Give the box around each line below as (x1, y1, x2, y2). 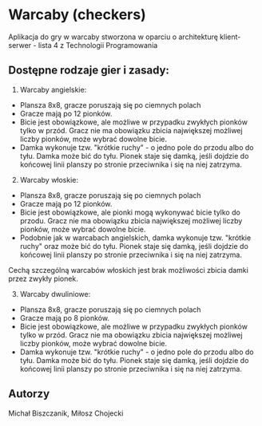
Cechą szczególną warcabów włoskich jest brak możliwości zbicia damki (8, 265, 249, 274)
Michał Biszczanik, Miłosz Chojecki (8, 408, 124, 418)
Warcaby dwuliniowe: (19, 289, 91, 298)
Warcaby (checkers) (8, 6, 146, 24)
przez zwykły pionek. (8, 274, 78, 283)
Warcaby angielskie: (19, 85, 87, 94)
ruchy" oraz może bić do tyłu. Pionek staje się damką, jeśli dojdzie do (19, 241, 249, 250)
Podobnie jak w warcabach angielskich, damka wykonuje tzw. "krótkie (19, 233, 252, 243)
